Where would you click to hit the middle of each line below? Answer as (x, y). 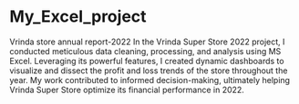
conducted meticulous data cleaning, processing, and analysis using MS (145, 51)
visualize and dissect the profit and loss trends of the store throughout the (149, 71)
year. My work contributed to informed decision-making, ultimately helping (149, 80)
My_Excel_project (78, 17)
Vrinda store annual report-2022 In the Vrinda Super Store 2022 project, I (147, 42)
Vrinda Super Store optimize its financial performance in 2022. (127, 90)
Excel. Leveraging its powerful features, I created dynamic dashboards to (147, 61)
